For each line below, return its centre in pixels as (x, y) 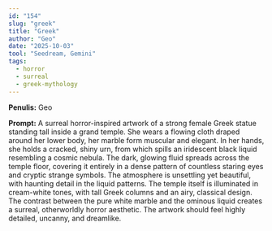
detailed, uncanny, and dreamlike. (65, 218)
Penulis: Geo (30, 107)
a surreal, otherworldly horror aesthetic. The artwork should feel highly (127, 209)
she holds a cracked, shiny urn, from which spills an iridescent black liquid (133, 149)
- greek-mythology (47, 84)
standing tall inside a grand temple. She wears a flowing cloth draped (124, 132)
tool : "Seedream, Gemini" (52, 54)
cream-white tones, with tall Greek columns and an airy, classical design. (131, 192)
